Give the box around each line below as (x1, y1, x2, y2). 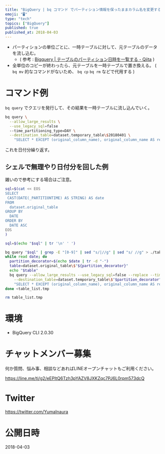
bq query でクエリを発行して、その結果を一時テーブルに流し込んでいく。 (5, 105, 152, 110)
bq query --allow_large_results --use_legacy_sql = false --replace (9, 272, 148, 277)
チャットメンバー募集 (5, 348, 91, 360)
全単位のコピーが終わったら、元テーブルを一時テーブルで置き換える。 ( (12, 62, 157, 68)
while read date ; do (5, 254, 48, 259)
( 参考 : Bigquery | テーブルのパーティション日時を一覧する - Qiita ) (19, 56, 155, 62)
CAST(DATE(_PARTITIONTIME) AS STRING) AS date (7, 195, 105, 200)
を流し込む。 (12, 50, 38, 56)
